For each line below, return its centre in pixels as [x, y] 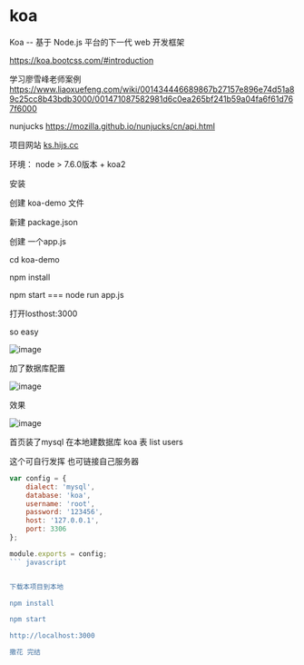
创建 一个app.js [38, 241]
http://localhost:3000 [52, 636]
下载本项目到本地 [37, 587]
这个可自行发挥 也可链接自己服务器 [74, 461]
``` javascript [38, 562]
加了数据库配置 [37, 368]
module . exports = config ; [58, 554]
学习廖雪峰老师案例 [45, 79]
